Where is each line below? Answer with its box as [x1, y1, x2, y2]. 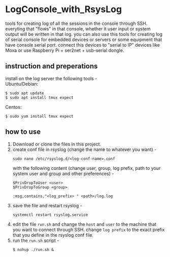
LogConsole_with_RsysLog [5, 4, 122, 15]
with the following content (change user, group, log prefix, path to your [12, 165, 161, 171]
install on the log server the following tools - [5, 75, 97, 82]
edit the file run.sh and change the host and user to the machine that [12, 221, 157, 227]
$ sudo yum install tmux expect [5, 114, 74, 119]
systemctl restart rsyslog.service [12, 212, 88, 217]
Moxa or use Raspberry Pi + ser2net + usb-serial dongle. [5, 47, 124, 53]
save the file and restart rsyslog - [12, 202, 82, 208]
